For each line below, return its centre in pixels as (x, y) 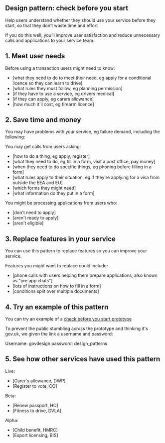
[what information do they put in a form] (53, 193)
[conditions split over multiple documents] (56, 291)
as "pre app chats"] (32, 281)
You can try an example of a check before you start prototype (69, 319)
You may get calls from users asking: (43, 147)
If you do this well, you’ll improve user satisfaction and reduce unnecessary (83, 35)
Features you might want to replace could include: (57, 266)
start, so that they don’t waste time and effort (52, 25)
